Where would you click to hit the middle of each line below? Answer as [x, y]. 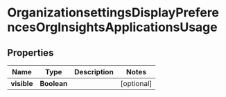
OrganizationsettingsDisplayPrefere [113, 13]
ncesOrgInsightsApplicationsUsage [112, 27]
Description [94, 72]
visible [22, 84]
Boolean [54, 84]
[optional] [136, 84]
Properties [31, 53]
